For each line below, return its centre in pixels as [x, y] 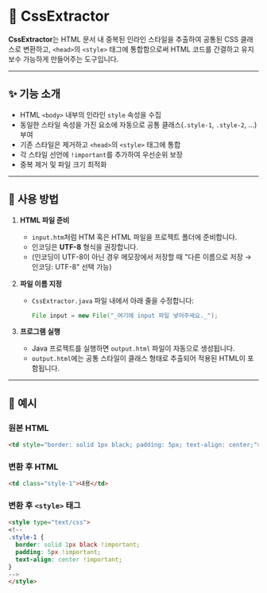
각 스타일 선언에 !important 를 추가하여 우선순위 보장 [101, 154]
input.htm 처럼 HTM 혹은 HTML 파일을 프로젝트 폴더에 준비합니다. [134, 237]
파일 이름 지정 [41, 283]
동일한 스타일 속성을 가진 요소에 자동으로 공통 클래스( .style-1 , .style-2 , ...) [138, 124]
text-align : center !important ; [69, 560]
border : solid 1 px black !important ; [78, 545]
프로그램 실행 [40, 331]
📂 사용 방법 [34, 199]
